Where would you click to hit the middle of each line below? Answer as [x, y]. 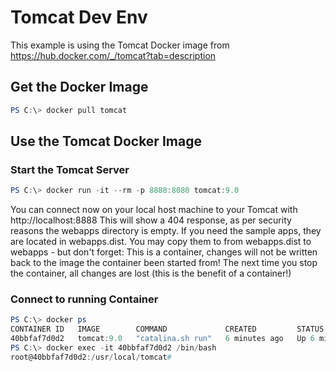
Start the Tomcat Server [70, 169]
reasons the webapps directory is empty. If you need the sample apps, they [166, 231]
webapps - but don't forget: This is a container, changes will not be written [164, 252]
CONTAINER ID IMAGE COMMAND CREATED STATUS [167, 329]
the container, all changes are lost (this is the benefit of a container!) [151, 273]
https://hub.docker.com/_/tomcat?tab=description [113, 55]
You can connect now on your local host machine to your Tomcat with [154, 210]
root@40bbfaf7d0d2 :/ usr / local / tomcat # [91, 357]
